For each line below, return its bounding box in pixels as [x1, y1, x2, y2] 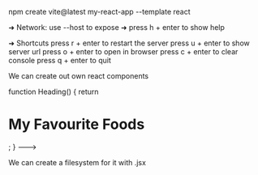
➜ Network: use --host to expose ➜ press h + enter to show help [8, 23, 226, 32]
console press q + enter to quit [8, 56, 111, 65]
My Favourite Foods [8, 115, 145, 134]
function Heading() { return [8, 87, 99, 96]
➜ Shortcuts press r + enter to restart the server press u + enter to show [8, 38, 250, 48]
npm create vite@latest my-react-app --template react [8, 7, 191, 16]
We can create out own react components [8, 71, 149, 80]
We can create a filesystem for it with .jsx [8, 157, 146, 167]
